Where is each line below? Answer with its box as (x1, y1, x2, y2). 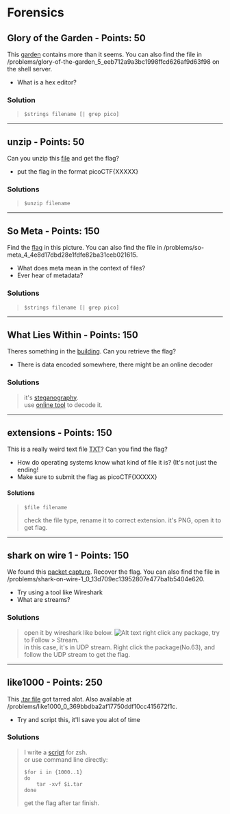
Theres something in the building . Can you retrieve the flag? (7, 347, 177, 356)
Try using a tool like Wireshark (16, 588, 103, 596)
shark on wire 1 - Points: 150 (7, 550, 129, 561)
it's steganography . (23, 393, 79, 402)
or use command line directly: (23, 755, 108, 763)
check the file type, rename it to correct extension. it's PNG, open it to (23, 516, 221, 524)
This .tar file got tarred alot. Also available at (7, 695, 132, 703)
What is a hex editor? (16, 78, 77, 86)
